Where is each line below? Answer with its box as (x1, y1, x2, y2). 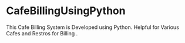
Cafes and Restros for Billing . (6, 29, 78, 37)
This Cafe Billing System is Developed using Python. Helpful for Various (6, 24, 179, 31)
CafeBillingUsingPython (6, 4, 126, 18)
